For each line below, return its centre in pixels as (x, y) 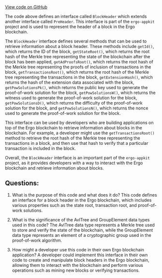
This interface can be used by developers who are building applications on (79, 123)
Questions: (22, 183)
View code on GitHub (26, 7)
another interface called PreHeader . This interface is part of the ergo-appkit (80, 22)
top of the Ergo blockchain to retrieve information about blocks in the (74, 128)
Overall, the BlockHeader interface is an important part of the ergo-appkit (77, 158)
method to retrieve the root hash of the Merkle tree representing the (73, 138)
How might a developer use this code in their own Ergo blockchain (78, 249)
